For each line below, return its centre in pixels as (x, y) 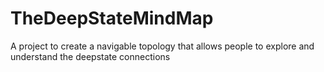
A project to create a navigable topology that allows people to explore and (162, 46)
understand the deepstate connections (90, 56)
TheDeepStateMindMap (112, 18)
